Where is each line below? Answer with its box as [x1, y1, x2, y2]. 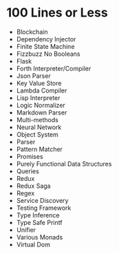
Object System [16, 130, 59, 139]
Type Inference [16, 211, 60, 219]
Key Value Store [16, 79, 62, 87]
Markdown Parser [16, 108, 67, 117]
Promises [16, 152, 43, 160]
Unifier [16, 226, 36, 234]
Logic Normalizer [16, 101, 66, 109]
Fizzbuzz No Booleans [16, 50, 80, 58]
